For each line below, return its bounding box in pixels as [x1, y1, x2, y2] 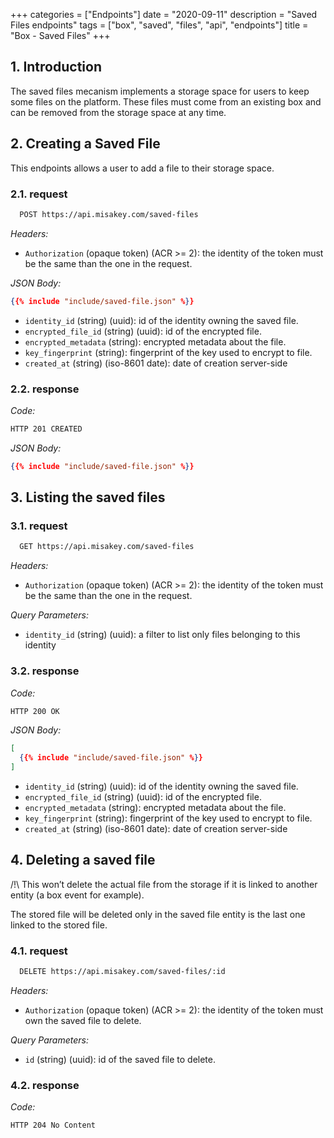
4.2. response [10, 1078, 80, 1092]
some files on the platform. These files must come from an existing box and [10, 95, 322, 108]
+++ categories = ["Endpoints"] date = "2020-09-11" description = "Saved [10, 9, 318, 20]
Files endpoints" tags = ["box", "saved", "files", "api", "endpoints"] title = [10, 19, 309, 31]
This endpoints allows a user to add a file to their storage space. [10, 162, 275, 174]
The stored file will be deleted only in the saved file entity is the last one [10, 908, 306, 920]
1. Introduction [10, 59, 102, 76]
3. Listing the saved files [10, 489, 166, 506]
